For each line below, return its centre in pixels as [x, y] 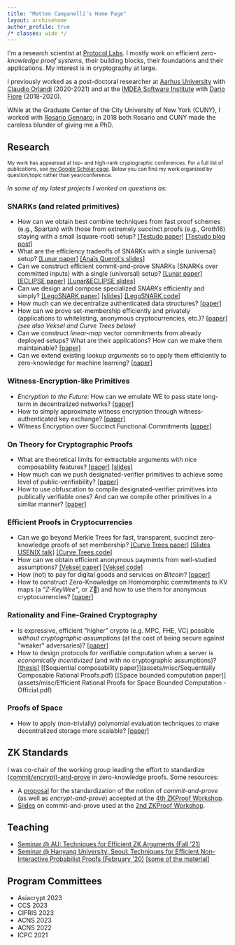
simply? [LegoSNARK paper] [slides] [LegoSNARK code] [99, 296]
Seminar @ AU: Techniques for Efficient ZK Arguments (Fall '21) [109, 844]
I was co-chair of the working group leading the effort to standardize [106, 769]
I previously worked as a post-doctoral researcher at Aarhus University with [116, 82]
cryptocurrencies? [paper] [55, 597]
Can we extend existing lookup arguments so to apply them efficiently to [122, 356]
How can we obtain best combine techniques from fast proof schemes [119, 222]
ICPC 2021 [33, 935]
